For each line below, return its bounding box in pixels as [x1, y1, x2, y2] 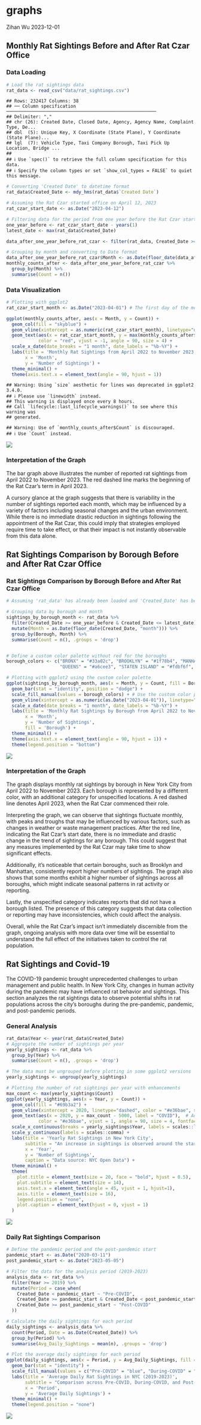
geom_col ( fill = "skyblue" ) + [11, 321, 87, 327]
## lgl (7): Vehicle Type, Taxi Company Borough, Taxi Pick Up [6, 140, 170, 146]
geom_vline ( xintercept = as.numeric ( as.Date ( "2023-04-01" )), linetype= [11, 697, 194, 703]
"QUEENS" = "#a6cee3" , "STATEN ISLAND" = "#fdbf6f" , [59, 664, 194, 670]
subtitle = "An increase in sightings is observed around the [25, 1140, 184, 1147]
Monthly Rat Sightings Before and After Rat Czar [6, 41, 190, 51]
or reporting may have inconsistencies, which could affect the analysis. [6, 911, 182, 918]
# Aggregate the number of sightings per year [6, 1041, 124, 1047]
